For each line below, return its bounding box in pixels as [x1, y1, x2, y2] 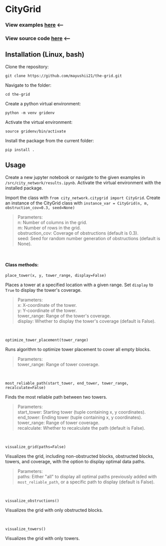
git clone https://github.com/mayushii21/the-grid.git [5, 73, 122, 78]
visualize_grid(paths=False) [5, 444, 66, 449]
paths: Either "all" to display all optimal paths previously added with [17, 473, 157, 479]
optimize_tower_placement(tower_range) [5, 337, 89, 342]
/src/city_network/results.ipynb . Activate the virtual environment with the [5, 179, 161, 186]
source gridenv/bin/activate [5, 129, 66, 134]
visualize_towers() [5, 526, 46, 531]
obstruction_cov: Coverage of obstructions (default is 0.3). [17, 230, 139, 236]
